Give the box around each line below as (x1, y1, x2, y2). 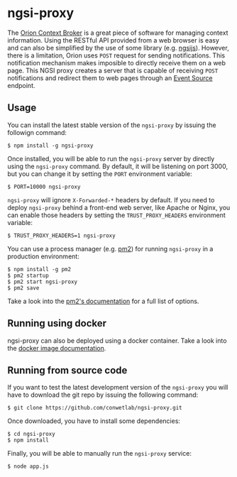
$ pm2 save (7, 284, 40, 292)
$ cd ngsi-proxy (7, 431, 55, 438)
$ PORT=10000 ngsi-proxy (7, 183, 81, 190)
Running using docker (7, 317, 107, 329)
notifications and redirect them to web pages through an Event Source (7, 73, 213, 82)
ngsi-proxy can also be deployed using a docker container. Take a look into (7, 336, 227, 345)
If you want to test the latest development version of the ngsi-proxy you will (7, 383, 228, 392)
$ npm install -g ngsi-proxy (7, 142, 94, 149)
